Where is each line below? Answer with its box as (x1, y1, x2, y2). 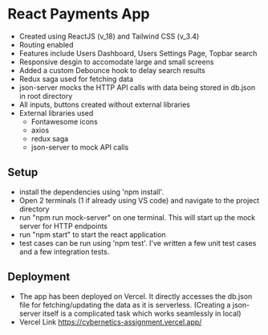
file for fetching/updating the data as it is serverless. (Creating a (18, 300, 231, 309)
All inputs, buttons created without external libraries (18, 100, 190, 109)
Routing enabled (18, 39, 74, 49)
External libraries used (18, 108, 94, 117)
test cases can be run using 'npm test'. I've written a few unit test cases (18, 238, 257, 247)
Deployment (7, 270, 71, 284)
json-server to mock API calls (30, 142, 129, 152)
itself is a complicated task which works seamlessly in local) (42, 308, 242, 318)
